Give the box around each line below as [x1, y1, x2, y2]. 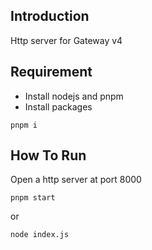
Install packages [24, 100, 93, 113]
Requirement [10, 64, 93, 81]
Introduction [10, 8, 90, 25]
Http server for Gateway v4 [10, 34, 123, 46]
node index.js [10, 230, 70, 240]
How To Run [10, 147, 87, 164]
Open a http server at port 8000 [10, 174, 142, 186]
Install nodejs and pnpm [24, 90, 124, 102]
